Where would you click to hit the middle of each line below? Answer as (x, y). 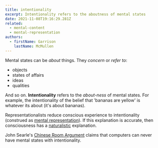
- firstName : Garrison (33, 42)
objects (20, 70)
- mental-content (27, 28)
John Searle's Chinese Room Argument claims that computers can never (79, 135)
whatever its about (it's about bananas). (45, 105)
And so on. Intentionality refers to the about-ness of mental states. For (77, 95)
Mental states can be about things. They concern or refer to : (66, 60)
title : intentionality (28, 10)
